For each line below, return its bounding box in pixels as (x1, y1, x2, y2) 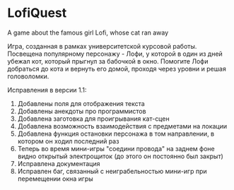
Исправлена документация (17, 159, 100, 167)
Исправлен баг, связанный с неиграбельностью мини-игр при (17, 167, 207, 175)
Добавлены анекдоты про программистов (17, 107, 146, 115)
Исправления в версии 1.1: (7, 85, 87, 94)
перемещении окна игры (17, 174, 93, 183)
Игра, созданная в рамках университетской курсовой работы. (7, 42, 197, 50)
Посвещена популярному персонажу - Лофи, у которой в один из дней (7, 49, 223, 58)
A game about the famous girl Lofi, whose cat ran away (7, 28, 169, 37)
